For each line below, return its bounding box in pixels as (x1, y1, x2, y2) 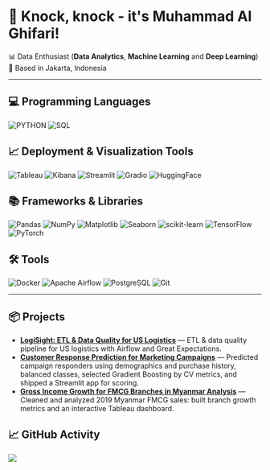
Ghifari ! (8, 24, 60, 43)
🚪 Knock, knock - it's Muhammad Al (8, 7, 252, 26)
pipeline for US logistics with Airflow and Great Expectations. (19, 344, 223, 353)
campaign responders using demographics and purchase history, (19, 361, 237, 370)
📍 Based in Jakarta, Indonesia (8, 63, 107, 72)
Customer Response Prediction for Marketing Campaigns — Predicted (19, 352, 259, 361)
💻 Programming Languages (8, 95, 151, 109)
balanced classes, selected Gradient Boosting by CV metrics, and (19, 369, 237, 379)
